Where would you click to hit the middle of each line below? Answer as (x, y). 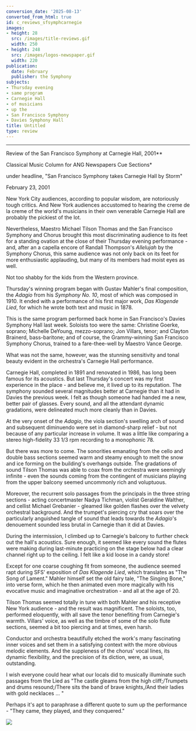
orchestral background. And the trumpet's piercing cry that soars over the (95, 512)
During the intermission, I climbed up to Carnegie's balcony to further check (97, 536)
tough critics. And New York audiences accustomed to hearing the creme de (98, 205)
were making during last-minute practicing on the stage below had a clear (95, 548)
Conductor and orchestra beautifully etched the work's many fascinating (93, 638)
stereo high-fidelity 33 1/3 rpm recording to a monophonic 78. (80, 440)
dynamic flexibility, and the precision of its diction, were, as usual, (85, 657)
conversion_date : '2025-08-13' (44, 11)
